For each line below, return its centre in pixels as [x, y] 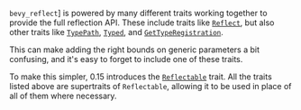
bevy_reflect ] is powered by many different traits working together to [138, 13]
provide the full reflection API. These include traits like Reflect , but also [142, 23]
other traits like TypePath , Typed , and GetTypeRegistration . [116, 32]
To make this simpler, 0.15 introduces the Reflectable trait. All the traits [141, 77]
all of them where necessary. [63, 96]
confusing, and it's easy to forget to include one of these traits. [126, 59]
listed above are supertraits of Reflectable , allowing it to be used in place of [150, 86]
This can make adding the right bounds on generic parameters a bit [134, 50]
